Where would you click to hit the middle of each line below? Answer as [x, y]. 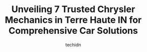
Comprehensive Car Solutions [73, 31]
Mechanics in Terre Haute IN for [73, 20]
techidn [73, 44]
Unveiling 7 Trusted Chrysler [73, 9]
